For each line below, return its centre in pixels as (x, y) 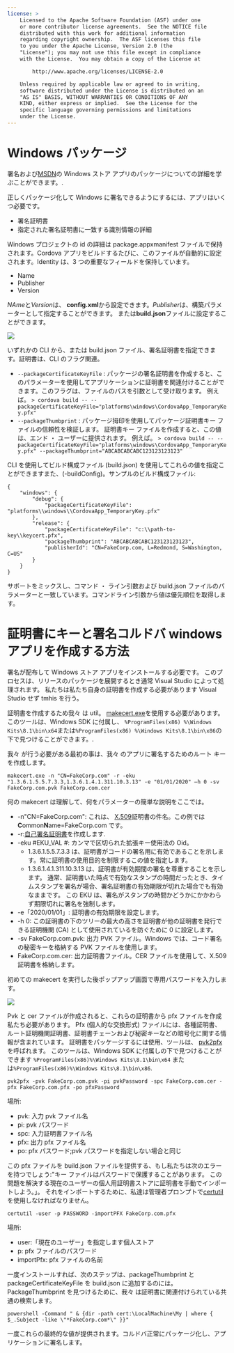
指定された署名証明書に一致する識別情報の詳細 (84, 229)
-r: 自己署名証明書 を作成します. (61, 834)
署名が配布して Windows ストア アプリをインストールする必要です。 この (112, 672)
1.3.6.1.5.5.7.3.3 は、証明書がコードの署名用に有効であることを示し (123, 851)
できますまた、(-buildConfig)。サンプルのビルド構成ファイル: (108, 474)
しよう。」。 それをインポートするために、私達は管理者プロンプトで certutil (118, 1191)
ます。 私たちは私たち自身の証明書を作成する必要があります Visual (121, 689)
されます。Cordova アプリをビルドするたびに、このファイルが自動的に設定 (115, 253)
